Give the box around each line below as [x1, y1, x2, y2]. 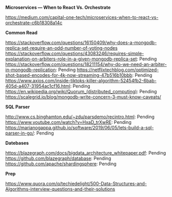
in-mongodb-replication [5, 67, 56, 73]
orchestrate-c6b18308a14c [5, 20, 63, 26]
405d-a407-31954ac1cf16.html [5, 83, 70, 89]
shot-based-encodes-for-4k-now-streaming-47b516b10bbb [5, 72, 132, 78]
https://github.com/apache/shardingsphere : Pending [5, 161, 117, 167]
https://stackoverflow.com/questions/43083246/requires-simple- [5, 51, 144, 56]
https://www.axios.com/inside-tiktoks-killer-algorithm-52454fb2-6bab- [5, 78, 157, 83]
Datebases [5, 140, 29, 146]
